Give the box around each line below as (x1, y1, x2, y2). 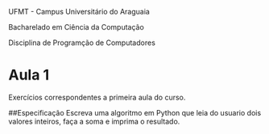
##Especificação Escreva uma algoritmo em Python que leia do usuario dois (8, 108, 262, 117)
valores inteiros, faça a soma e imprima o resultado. (8, 116, 180, 126)
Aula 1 (8, 66, 50, 84)
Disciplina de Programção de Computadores (8, 38, 155, 47)
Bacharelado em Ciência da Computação (8, 22, 145, 31)
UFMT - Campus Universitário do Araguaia (8, 7, 151, 16)
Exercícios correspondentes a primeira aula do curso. (8, 92, 186, 102)
